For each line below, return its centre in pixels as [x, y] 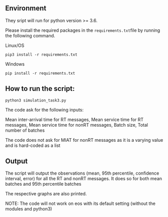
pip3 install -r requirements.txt [41, 55]
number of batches [25, 130]
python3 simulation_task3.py [36, 100]
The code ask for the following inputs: [45, 110]
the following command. [30, 35]
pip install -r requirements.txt [40, 73]
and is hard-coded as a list [33, 145]
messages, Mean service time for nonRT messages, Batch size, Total [77, 125]
